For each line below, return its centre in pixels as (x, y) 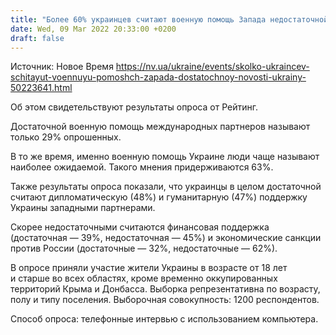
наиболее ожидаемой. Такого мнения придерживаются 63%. (142, 167)
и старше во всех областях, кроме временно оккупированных (144, 278)
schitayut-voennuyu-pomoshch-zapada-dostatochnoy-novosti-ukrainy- (158, 77)
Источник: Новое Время (62, 67)
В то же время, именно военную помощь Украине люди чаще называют (165, 157)
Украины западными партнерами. (83, 208)
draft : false (37, 38)
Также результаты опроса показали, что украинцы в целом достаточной (166, 187)
